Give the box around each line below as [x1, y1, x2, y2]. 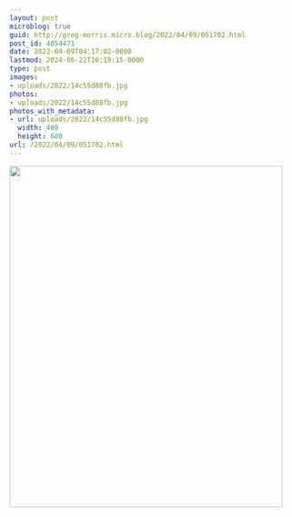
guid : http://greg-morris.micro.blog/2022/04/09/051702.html [9, 30, 247, 39]
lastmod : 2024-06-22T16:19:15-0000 [9, 56, 145, 65]
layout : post [9, 13, 59, 23]
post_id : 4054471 [9, 38, 76, 48]
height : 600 [17, 132, 64, 141]
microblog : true [9, 22, 71, 31]
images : [9, 73, 39, 82]
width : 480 [17, 124, 59, 133]
